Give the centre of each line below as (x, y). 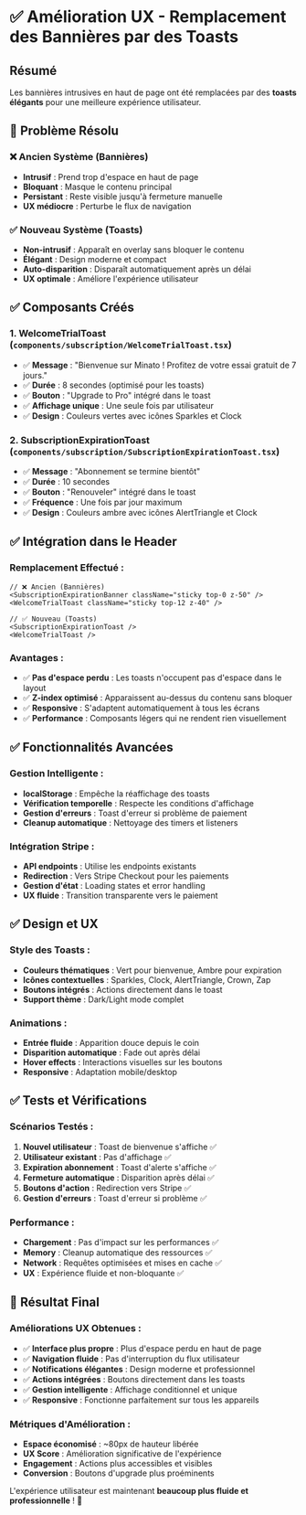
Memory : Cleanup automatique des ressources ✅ (117, 1252)
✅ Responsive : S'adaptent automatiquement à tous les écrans (141, 708)
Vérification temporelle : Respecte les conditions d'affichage (138, 803)
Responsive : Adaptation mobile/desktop (100, 1072)
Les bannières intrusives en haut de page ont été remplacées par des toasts (153, 92)
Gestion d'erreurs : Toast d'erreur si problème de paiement (135, 813)
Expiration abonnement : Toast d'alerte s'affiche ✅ (119, 1167)
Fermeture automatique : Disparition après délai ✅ (118, 1178)
